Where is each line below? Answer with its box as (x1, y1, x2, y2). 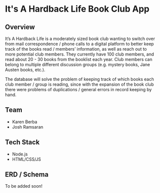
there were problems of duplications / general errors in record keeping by (5, 87, 152, 92)
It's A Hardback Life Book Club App (5, 3, 149, 15)
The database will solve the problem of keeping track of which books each (5, 77, 154, 82)
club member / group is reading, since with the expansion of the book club (5, 81, 154, 87)
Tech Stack (5, 138, 40, 147)
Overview (5, 23, 35, 31)
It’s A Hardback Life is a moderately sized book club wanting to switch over (5, 36, 155, 41)
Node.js (12, 151, 28, 157)
